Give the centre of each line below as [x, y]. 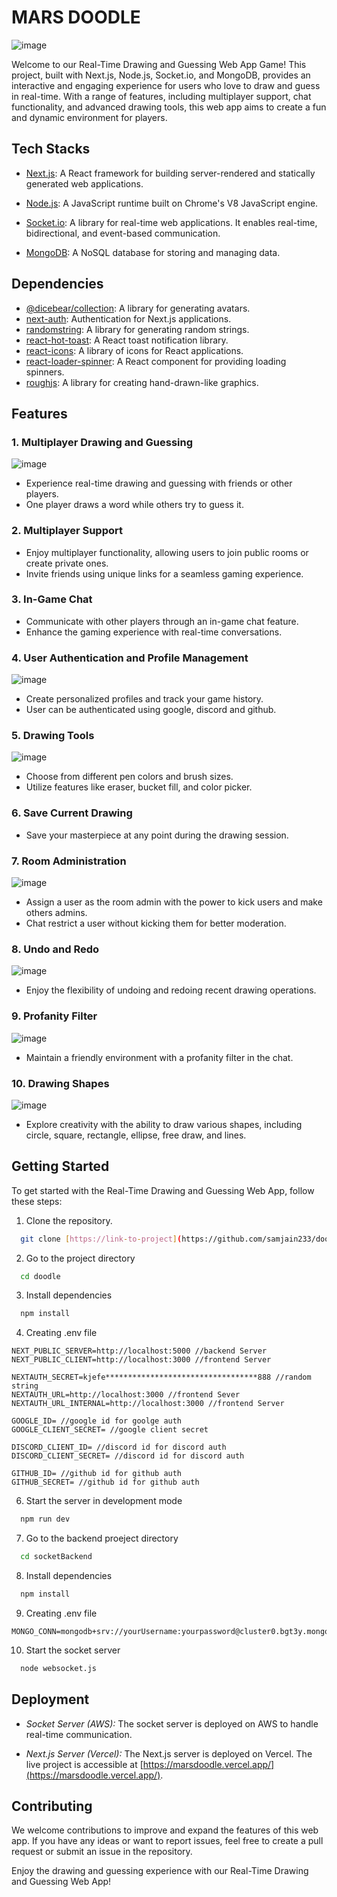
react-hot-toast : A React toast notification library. [127, 340]
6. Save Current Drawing [72, 813]
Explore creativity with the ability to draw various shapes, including [164, 1124]
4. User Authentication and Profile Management [130, 658]
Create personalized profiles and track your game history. [144, 699]
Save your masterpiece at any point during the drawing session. [157, 835]
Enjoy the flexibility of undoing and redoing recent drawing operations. [171, 990]
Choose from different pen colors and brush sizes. [129, 777]
